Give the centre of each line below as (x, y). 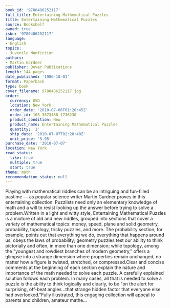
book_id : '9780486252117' (33, 10)
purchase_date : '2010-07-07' (36, 143)
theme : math (18, 172)
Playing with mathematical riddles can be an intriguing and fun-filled (77, 191)
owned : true (18, 29)
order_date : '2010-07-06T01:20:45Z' (49, 110)
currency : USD (25, 100)
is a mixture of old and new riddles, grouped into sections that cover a (79, 219)
